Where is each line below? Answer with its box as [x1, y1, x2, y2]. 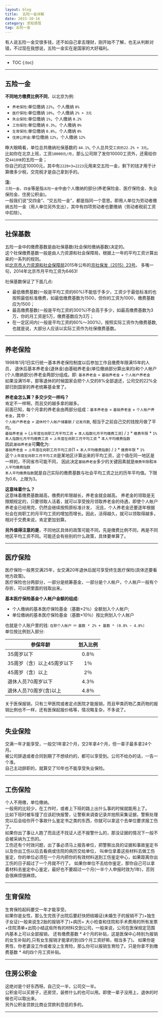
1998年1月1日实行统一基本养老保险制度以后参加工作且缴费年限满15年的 [5, 359, 146, 365]
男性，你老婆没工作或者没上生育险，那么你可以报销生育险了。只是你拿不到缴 [5, 943, 158, 949]
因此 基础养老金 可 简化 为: [5, 441, 50, 447]
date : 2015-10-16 [5, 16, 40, 21]
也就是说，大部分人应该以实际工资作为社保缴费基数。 [12, 325, 119, 331]
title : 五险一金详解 [5, 12, 45, 17]
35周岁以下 [7, 651, 33, 658]
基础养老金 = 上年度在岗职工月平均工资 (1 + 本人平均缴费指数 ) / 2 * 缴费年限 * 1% [5, 446, 145, 452]
